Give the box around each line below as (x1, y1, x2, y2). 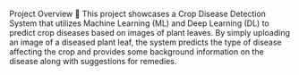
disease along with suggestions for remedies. (9, 56, 177, 66)
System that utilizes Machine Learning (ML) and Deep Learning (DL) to (9, 18, 270, 29)
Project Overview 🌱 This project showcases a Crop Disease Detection (9, 9, 267, 19)
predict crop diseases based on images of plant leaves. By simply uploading (9, 28, 291, 37)
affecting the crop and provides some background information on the (9, 46, 264, 57)
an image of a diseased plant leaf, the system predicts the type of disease (9, 37, 282, 47)
